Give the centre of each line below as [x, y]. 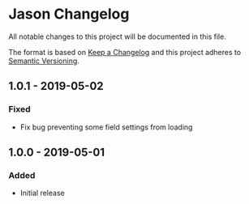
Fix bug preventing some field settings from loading [106, 127]
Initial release [42, 193]
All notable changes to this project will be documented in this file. [118, 36]
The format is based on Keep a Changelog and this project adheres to [125, 52]
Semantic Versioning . [44, 61]
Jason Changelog [69, 14]
